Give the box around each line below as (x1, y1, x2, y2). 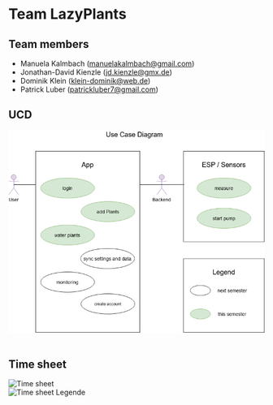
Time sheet (8, 357, 67, 371)
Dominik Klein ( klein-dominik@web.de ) (19, 76, 151, 85)
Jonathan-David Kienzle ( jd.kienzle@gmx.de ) (19, 67, 172, 77)
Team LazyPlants (8, 5, 128, 24)
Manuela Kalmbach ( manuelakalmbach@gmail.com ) (19, 58, 195, 68)
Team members (8, 37, 89, 51)
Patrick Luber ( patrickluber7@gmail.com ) (19, 84, 158, 94)
